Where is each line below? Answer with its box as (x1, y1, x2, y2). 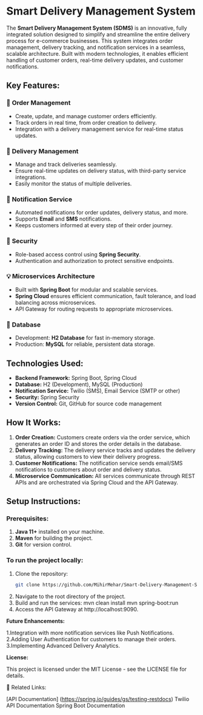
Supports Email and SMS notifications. (15, 215, 112, 222)
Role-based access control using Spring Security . (15, 250, 141, 258)
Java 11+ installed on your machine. (15, 528, 105, 536)
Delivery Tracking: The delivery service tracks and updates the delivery (15, 447, 196, 454)
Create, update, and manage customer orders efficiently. (15, 112, 157, 119)
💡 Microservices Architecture (6, 272, 95, 281)
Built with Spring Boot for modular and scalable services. (15, 286, 158, 293)
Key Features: (6, 81, 60, 91)
